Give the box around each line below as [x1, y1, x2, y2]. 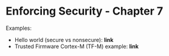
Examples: [5, 24, 32, 32]
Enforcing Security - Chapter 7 [5, 4, 164, 18]
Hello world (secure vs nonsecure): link [14, 36, 114, 43]
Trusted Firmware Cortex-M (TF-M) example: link [14, 43, 139, 50]
